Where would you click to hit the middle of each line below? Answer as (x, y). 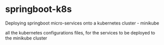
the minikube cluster (26, 38)
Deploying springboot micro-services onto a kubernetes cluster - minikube (82, 23)
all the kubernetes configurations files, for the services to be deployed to (80, 32)
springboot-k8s (38, 9)
